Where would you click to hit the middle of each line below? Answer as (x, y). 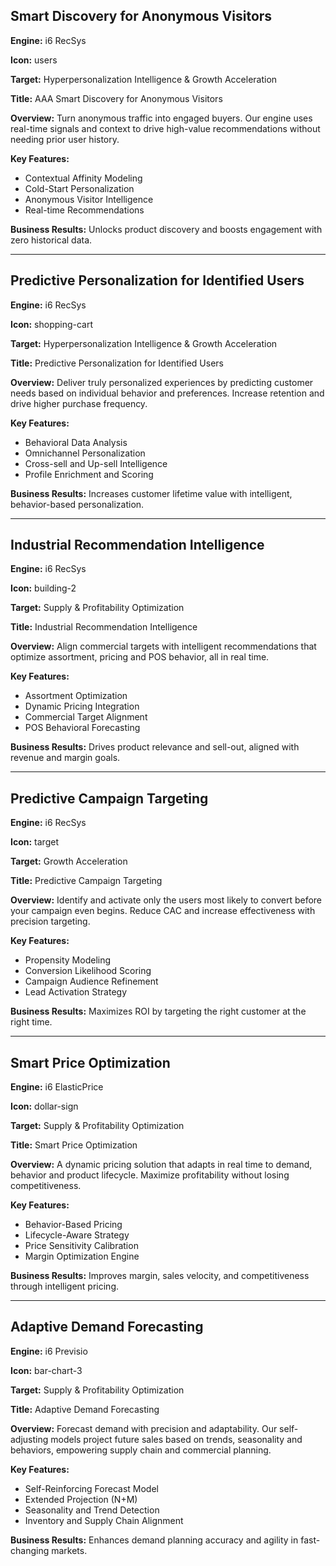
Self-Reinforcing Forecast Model (91, 1488)
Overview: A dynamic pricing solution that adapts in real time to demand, (161, 1165)
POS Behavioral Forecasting (82, 728)
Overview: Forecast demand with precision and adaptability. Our (144, 1428)
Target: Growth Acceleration (69, 861)
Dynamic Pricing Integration (82, 706)
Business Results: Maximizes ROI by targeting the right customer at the (158, 1011)
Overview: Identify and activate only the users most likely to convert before (166, 900)
